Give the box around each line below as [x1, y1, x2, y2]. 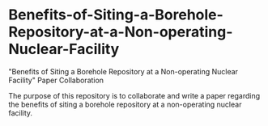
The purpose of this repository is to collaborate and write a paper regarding [8, 90, 261, 100]
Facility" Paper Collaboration [8, 75, 104, 85]
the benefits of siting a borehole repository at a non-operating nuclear [8, 99, 242, 109]
